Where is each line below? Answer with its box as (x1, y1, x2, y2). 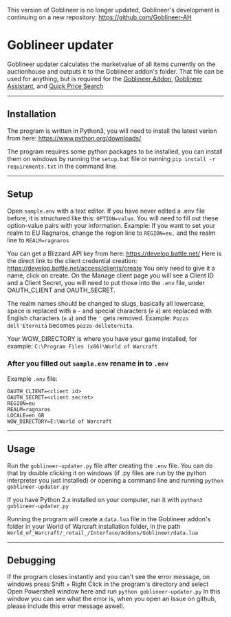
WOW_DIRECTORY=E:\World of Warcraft (7, 418, 112, 425)
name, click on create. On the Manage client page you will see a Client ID (7, 271, 214, 280)
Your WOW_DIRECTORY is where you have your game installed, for (7, 334, 197, 343)
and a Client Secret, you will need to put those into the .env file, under (7, 278, 205, 286)
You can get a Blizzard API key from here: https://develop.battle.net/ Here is (7, 249, 222, 258)
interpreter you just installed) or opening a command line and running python (7, 476, 223, 484)
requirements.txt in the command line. (7, 162, 118, 170)
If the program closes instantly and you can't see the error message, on (7, 573, 210, 581)
